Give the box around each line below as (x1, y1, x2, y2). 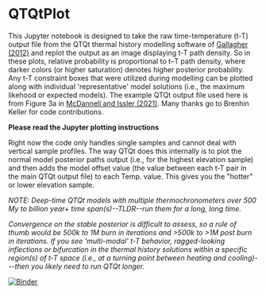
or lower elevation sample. (8, 180, 95, 189)
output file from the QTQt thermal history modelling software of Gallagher (8, 39, 249, 48)
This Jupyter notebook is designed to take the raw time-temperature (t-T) (8, 31, 249, 41)
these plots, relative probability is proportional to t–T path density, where (8, 56, 246, 66)
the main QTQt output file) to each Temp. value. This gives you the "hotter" (8, 172, 253, 181)
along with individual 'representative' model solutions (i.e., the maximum (8, 81, 245, 91)
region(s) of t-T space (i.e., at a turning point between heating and (8, 253, 226, 262)
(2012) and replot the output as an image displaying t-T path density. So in (8, 48, 251, 57)
